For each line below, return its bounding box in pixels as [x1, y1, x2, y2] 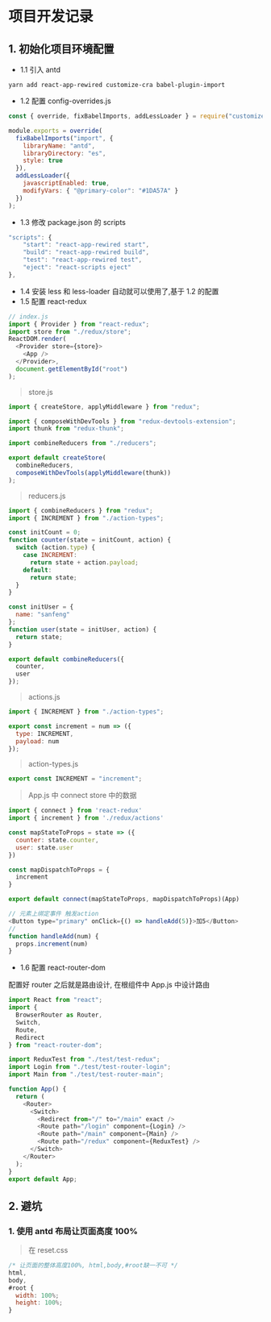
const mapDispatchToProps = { [8, 866, 110, 874]
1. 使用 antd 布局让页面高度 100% [8, 1225, 139, 1237]
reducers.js [27, 491, 66, 501]
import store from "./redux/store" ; [8, 327, 131, 335]
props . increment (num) [15, 940, 89, 948]
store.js [27, 387, 54, 397]
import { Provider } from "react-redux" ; [8, 320, 150, 328]
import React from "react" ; [8, 996, 103, 1004]
